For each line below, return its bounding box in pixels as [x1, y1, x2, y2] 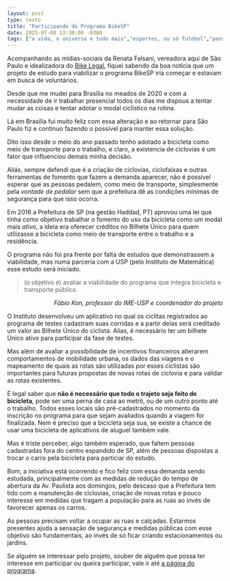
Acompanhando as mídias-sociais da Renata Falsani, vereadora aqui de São [7, 54, 221, 62]
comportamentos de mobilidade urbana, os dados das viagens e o [7, 354, 194, 363]
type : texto [7, 16, 41, 23]
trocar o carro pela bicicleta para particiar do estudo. [7, 454, 157, 462]
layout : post [7, 10, 44, 17]
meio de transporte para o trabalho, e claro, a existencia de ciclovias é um [7, 145, 216, 153]
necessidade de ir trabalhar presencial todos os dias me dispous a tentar [7, 97, 213, 105]
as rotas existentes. [7, 376, 62, 384]
